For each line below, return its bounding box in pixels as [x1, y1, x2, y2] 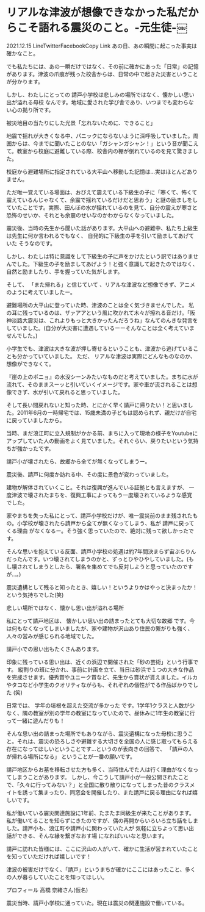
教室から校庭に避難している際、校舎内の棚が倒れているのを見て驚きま [16, 147, 193, 154]
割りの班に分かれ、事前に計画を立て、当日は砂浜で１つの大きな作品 [23, 666, 194, 673]
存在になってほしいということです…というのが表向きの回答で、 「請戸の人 [6, 745, 194, 752]
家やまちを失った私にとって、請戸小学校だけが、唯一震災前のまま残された [6, 512, 193, 519]
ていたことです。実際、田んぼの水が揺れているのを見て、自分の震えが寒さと [6, 204, 198, 211]
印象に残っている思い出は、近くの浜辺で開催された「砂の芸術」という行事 [6, 658, 193, 666]
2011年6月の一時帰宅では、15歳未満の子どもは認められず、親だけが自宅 [16, 409, 197, 416]
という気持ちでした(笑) [6, 591, 64, 598]
